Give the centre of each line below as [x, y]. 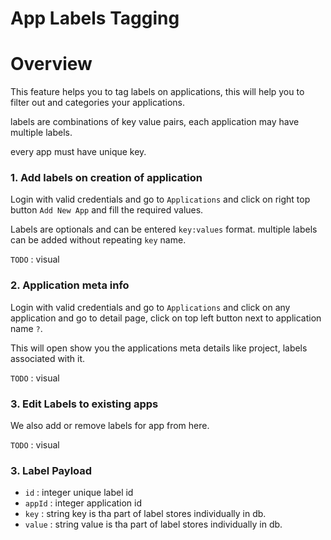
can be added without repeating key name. [98, 240]
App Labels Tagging [95, 18]
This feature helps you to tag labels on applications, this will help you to [157, 92]
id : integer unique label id [79, 493]
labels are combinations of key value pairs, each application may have [155, 122]
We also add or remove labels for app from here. [110, 426]
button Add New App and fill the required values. [107, 210]
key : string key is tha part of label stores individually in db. [145, 514]
